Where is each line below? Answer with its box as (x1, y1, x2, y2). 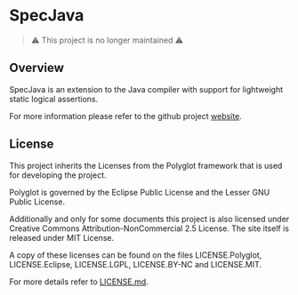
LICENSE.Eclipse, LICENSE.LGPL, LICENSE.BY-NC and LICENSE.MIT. (9, 259, 262, 269)
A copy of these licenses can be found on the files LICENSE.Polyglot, (9, 250, 262, 260)
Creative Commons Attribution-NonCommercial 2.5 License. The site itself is (9, 223, 289, 234)
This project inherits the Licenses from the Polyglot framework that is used (9, 160, 283, 171)
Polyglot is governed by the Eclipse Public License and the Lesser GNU (9, 187, 270, 197)
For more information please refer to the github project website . (9, 110, 242, 121)
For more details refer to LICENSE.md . (9, 276, 149, 287)
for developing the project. (9, 170, 107, 180)
